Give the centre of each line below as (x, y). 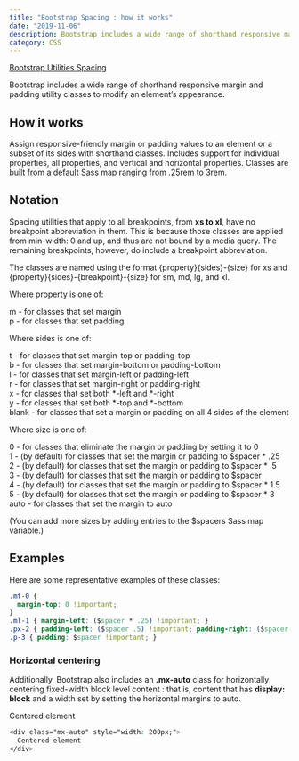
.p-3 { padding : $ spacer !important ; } (83, 638)
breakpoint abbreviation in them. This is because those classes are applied (146, 231)
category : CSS (36, 42)
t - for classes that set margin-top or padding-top (100, 355)
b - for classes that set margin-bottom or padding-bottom (115, 364)
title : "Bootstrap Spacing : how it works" (91, 17)
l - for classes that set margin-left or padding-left (99, 374)
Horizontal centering (55, 660)
